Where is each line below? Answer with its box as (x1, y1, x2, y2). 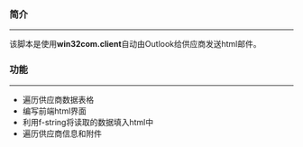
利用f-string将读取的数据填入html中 (22, 116, 154, 127)
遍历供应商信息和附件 (22, 128, 102, 139)
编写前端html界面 (22, 106, 87, 116)
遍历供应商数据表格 (22, 94, 95, 105)
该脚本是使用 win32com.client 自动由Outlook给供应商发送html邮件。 (9, 39, 262, 50)
